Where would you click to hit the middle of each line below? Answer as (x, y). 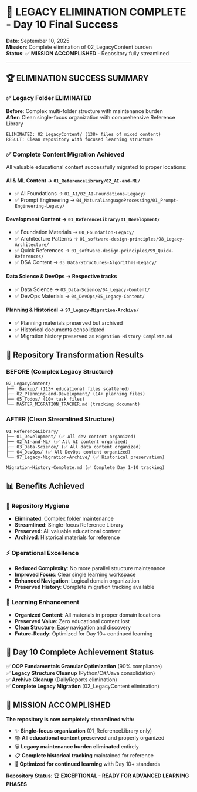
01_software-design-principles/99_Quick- (123, 251)
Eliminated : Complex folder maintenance (64, 519)
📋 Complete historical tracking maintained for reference (84, 755)
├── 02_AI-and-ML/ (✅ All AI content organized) (67, 442)
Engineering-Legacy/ (40, 206)
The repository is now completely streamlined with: (70, 719)
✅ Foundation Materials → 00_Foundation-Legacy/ (74, 232)
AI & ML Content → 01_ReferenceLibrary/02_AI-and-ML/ (73, 180)
